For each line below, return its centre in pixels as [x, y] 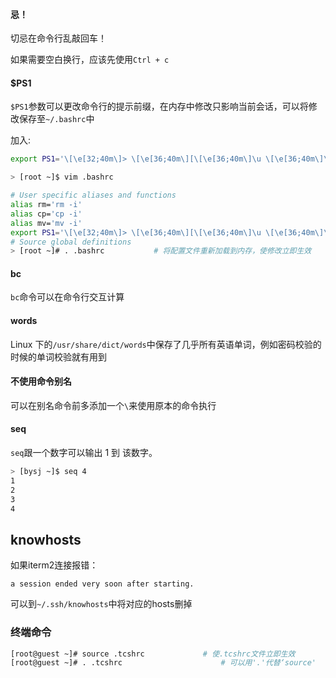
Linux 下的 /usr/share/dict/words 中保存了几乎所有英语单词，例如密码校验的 [166, 344]
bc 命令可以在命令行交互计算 [67, 297]
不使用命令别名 [41, 381]
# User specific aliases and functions [93, 195]
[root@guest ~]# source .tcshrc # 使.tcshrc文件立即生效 [153, 654]
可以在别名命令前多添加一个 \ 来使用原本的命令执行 [113, 405]
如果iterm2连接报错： [54, 565]
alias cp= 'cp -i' [46, 214]
